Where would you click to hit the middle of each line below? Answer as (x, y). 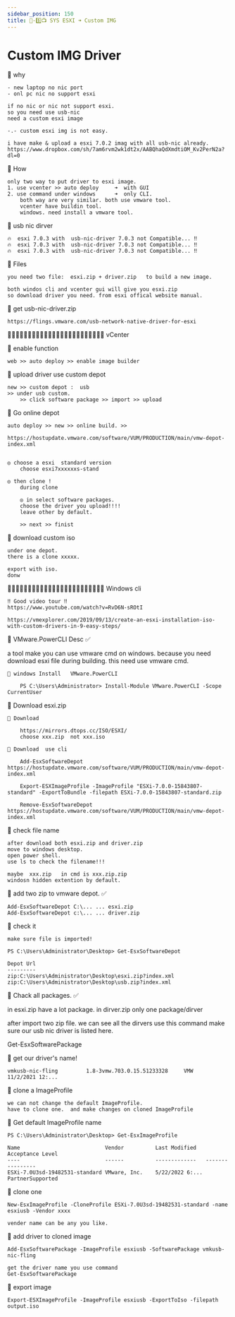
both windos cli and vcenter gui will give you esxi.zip (93, 290)
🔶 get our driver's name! (42, 1058)
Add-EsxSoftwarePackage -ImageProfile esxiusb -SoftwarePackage (103, 1250)
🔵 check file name (33, 830)
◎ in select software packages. (67, 500)
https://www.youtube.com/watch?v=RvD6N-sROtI (75, 608)
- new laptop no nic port (45, 88)
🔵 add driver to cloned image (49, 1236)
